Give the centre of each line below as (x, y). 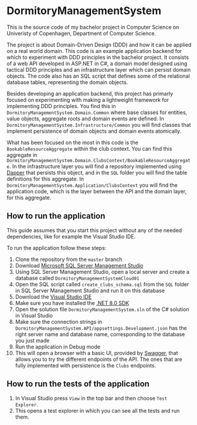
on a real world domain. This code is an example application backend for (94, 51)
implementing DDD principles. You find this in (61, 106)
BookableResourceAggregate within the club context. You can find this (89, 149)
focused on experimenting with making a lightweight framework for (88, 100)
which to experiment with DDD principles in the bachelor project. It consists (98, 57)
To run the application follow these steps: (57, 247)
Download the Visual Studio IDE (53, 297)
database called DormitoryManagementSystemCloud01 (77, 278)
